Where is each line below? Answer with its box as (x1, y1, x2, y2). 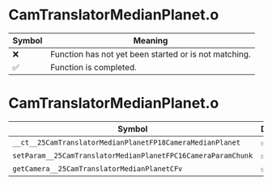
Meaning (133, 35, 168, 46)
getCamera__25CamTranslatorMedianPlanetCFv (12, 164, 183, 173)
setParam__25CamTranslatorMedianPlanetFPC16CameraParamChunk (12, 151, 253, 160)
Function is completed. (49, 61, 138, 73)
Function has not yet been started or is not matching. (49, 48, 251, 60)
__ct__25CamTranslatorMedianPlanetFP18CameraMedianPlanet (12, 137, 241, 147)
